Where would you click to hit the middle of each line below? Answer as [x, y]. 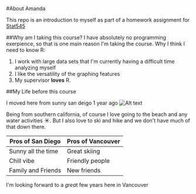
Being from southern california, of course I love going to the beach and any [97, 114]
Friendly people [88, 161]
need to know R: [26, 50]
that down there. [26, 127]
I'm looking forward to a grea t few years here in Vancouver [77, 185]
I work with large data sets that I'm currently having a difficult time [94, 61]
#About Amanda [26, 9]
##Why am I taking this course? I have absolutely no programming [86, 37]
